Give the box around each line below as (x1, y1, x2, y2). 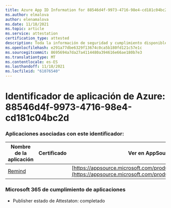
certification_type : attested (5, 36, 70, 41)
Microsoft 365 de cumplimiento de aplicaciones (5, 186, 126, 193)
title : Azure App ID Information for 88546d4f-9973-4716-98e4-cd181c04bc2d (5, 7, 169, 13)
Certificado (38, 150, 67, 157)
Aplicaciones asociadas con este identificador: (5, 130, 124, 137)
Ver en (128, 150, 145, 157)
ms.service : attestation (5, 31, 58, 36)
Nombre (11, 143, 31, 150)
